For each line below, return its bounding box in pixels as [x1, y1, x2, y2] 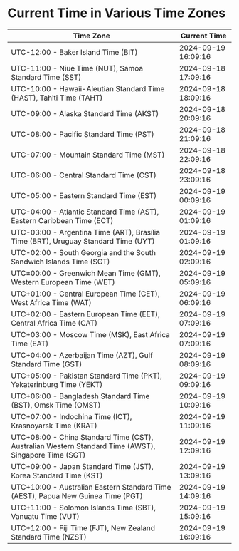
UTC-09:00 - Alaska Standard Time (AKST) [11, 108, 159, 118]
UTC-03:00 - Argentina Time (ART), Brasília [11, 227, 160, 237]
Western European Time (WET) [11, 277, 115, 287]
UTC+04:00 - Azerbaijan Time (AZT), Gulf [11, 350, 153, 360]
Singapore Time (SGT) [11, 450, 86, 460]
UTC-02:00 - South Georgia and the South [11, 247, 156, 257]
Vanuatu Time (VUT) [11, 511, 80, 521]
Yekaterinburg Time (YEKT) [11, 379, 103, 389]
